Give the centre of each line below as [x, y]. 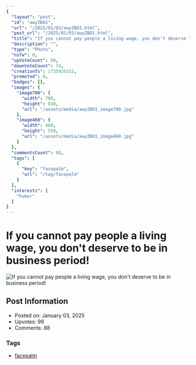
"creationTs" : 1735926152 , [44, 71]
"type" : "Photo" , [32, 50]
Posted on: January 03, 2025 [50, 315]
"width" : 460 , [39, 126]
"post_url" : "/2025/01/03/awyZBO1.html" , [62, 33]
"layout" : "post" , [34, 17]
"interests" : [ [30, 190]
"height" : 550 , [40, 131]
